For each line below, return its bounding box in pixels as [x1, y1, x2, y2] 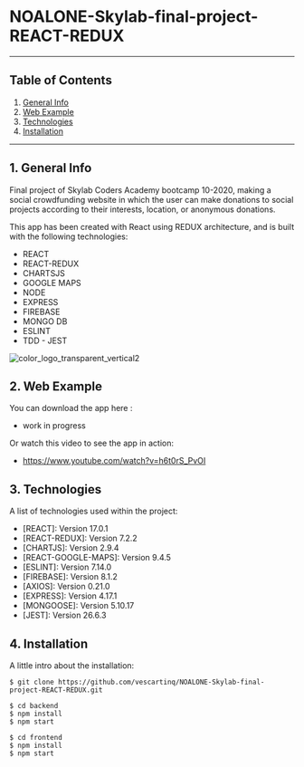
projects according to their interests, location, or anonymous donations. [9, 204, 276, 215]
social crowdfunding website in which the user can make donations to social [9, 194, 294, 205]
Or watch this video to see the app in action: [9, 437, 175, 449]
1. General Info [9, 160, 92, 176]
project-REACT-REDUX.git [9, 686, 103, 695]
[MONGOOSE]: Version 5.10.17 [22, 600, 135, 611]
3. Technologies [9, 482, 102, 497]
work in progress [22, 420, 86, 431]
